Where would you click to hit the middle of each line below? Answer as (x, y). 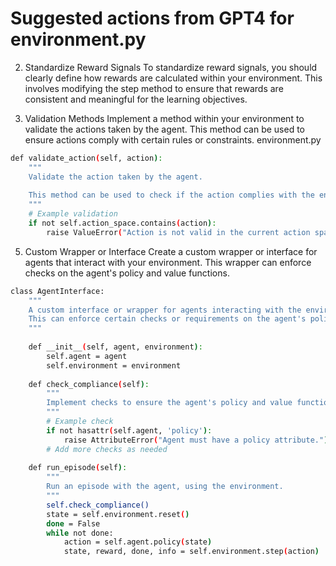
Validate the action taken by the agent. (115, 177)
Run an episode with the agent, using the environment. (165, 487)
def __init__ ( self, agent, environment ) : (115, 347)
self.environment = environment (114, 365)
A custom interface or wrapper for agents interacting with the (165, 310)
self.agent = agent (87, 356)
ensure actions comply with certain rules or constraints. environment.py (173, 139)
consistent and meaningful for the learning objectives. (136, 99)
